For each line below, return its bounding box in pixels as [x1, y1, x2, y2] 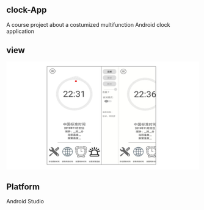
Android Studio [6, 197, 45, 205]
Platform [6, 181, 40, 192]
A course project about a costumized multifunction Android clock [6, 21, 170, 28]
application [6, 27, 35, 35]
